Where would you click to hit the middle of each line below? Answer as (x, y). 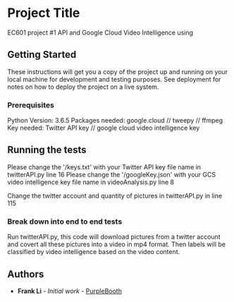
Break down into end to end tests (65, 222)
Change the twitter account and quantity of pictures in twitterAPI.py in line (115, 195)
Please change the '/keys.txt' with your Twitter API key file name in (104, 167)
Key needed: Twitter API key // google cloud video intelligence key (104, 128)
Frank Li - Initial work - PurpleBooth (69, 291)
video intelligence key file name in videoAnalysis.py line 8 (91, 182)
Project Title (44, 13)
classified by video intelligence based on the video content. (94, 252)
